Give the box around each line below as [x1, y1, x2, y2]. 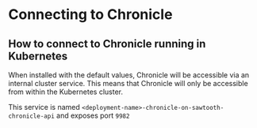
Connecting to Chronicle [8, 6, 173, 24]
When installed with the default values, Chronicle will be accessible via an [8, 70, 250, 80]
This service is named [8, 103, 81, 111]
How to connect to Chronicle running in [8, 37, 206, 51]
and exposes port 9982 [56, 111, 130, 120]
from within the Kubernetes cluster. [8, 87, 123, 96]
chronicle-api [8, 112, 56, 120]
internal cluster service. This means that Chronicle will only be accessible [8, 79, 248, 88]
